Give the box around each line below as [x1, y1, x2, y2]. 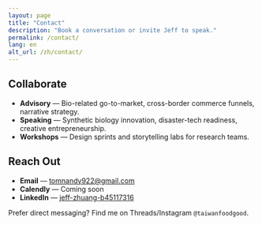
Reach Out [8, 155, 61, 168]
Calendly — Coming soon [19, 184, 104, 193]
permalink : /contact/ [8, 33, 80, 42]
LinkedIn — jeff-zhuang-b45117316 [19, 193, 134, 202]
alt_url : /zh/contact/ [8, 48, 83, 56]
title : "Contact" [8, 19, 65, 27]
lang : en [8, 41, 37, 49]
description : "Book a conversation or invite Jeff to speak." [8, 26, 217, 34]
